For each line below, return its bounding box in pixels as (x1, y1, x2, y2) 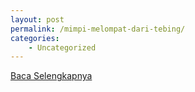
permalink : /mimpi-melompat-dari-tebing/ (10, 24, 186, 34)
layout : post (10, 14, 65, 25)
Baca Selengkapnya (10, 70, 93, 82)
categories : (10, 33, 60, 43)
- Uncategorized (28, 42, 97, 53)
